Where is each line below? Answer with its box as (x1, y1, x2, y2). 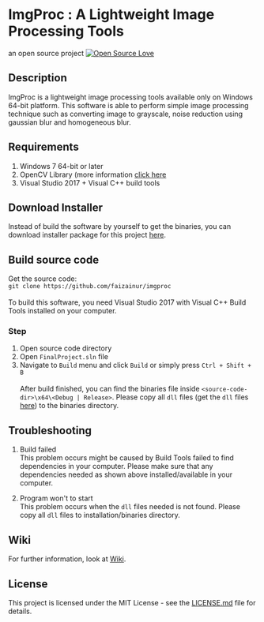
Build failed (19, 444, 57, 455)
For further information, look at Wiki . (8, 554, 126, 564)
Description (8, 71, 67, 84)
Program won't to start (19, 493, 93, 503)
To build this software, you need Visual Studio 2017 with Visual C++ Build (8, 298, 247, 307)
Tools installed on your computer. (8, 306, 117, 316)
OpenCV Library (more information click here (19, 170, 167, 179)
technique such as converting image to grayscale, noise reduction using (8, 109, 243, 118)
